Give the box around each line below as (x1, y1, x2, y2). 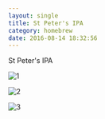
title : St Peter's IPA (8, 19, 84, 27)
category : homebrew (8, 26, 73, 34)
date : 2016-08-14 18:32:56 (8, 34, 98, 42)
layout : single (8, 11, 59, 20)
